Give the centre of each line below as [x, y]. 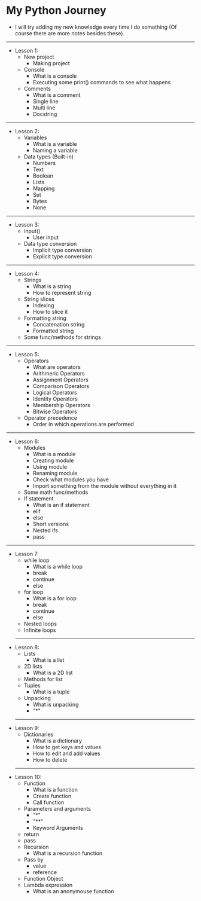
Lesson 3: [27, 224]
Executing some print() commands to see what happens [102, 82]
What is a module [54, 454]
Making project [51, 63]
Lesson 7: [27, 554]
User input [45, 237]
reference [45, 872]
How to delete [50, 759]
